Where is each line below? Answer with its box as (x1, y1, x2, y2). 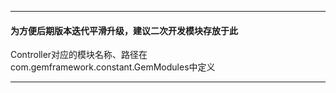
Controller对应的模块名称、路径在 (10, 49, 148, 61)
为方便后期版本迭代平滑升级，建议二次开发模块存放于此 (10, 24, 238, 36)
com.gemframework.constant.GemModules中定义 (10, 61, 216, 73)
